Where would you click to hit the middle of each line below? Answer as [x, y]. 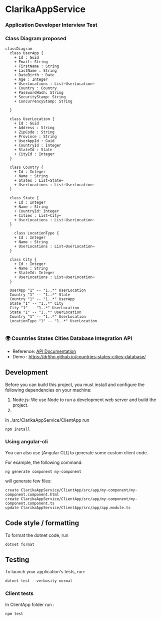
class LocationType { [36, 233]
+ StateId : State [33, 150]
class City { [23, 260]
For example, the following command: [44, 462]
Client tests [19, 593]
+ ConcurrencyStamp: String [43, 101]
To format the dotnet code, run [37, 535]
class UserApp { [26, 53]
